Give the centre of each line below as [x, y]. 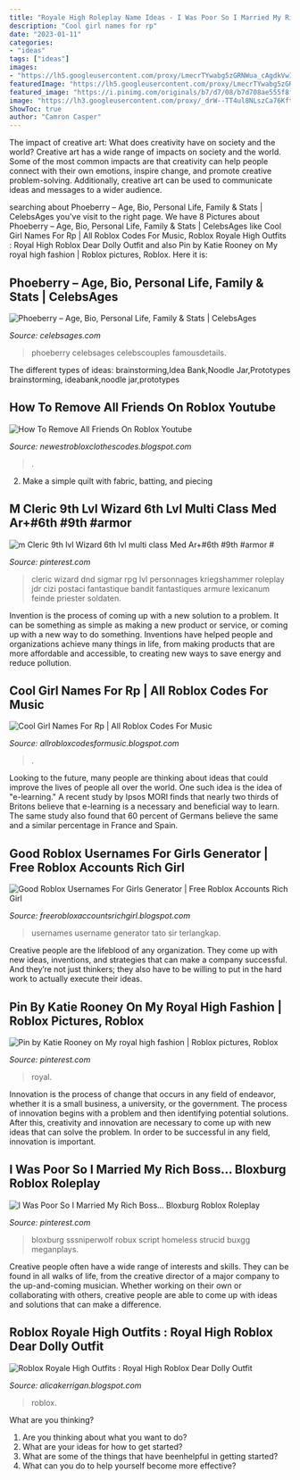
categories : [31, 42]
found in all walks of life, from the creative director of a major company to [144, 1276]
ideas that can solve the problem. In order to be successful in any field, [140, 1132]
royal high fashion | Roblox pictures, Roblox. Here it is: [108, 254]
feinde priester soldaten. [76, 598]
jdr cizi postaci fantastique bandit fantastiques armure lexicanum [150, 588]
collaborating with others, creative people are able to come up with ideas [144, 1294]
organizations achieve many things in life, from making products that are [142, 644]
